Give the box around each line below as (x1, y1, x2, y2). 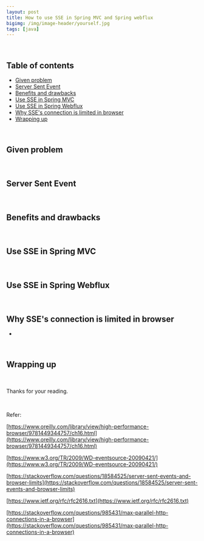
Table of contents (6, 60, 74, 71)
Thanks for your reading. (6, 387, 69, 395)
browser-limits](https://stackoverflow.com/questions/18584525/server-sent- (6, 479, 198, 486)
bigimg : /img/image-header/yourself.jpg (6, 20, 110, 26)
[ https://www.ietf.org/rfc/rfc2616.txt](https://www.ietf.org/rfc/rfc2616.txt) (6, 497, 189, 504)
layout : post (6, 9, 39, 15)
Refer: (6, 411, 22, 418)
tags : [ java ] (6, 26, 39, 32)
